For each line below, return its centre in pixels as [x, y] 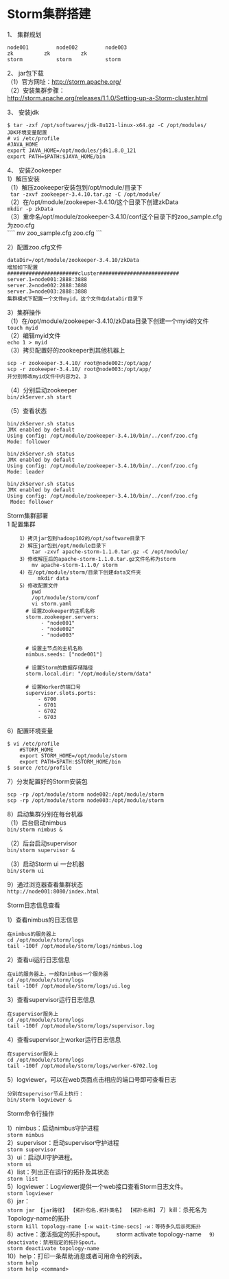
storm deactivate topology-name [53, 1248]
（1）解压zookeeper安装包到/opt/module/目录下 [75, 187]
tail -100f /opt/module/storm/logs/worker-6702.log [82, 1066]
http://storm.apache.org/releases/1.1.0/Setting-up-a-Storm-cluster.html [107, 98]
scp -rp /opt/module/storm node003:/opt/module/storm [86, 800]
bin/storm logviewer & [39, 1100]
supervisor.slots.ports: [61, 693]
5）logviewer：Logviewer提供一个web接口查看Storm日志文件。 [97, 1186]
